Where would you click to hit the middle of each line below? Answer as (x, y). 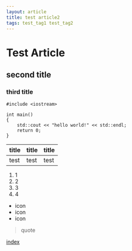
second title (29, 75)
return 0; (29, 131)
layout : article (26, 12)
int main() (20, 115)
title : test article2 (33, 17)
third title (20, 92)
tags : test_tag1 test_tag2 (40, 23)
